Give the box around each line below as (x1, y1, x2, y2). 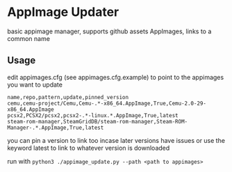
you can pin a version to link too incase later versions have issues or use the (7, 136, 226, 144)
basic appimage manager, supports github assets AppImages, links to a (7, 27, 212, 35)
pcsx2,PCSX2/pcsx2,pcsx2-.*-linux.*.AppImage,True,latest (7, 112, 179, 119)
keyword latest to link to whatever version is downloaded (7, 144, 170, 152)
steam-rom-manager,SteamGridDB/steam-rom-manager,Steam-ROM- (7, 118, 188, 125)
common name (7, 34, 51, 42)
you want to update (7, 80, 63, 89)
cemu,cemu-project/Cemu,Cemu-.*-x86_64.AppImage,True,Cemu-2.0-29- (7, 100, 207, 107)
